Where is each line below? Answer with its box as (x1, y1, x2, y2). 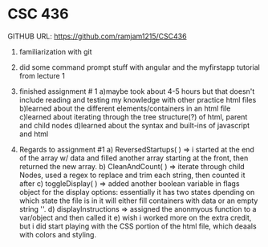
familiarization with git (18, 47, 93, 56)
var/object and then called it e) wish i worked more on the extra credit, (18, 213, 252, 222)
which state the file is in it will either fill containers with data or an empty (18, 196, 258, 205)
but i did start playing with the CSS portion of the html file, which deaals (18, 221, 258, 231)
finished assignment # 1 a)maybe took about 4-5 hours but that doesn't (18, 86, 255, 96)
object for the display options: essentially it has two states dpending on (18, 187, 255, 196)
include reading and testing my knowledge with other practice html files (18, 95, 257, 104)
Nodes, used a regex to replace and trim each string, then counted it (18, 170, 246, 180)
